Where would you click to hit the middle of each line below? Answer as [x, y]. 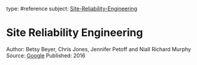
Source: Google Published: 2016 [46, 55]
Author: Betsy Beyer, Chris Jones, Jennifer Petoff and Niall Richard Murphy [99, 49]
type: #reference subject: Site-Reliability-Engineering [72, 9]
